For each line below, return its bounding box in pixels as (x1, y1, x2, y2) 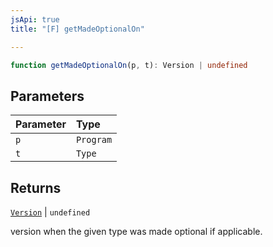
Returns (10, 179, 62, 196)
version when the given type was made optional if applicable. (10, 226, 263, 237)
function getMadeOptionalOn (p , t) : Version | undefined (10, 60, 248, 70)
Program (75, 134, 113, 146)
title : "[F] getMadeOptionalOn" (10, 24, 145, 34)
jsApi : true (10, 14, 60, 25)
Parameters (10, 87, 85, 105)
